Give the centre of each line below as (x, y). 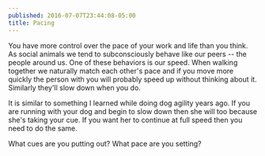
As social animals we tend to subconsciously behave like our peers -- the (128, 54)
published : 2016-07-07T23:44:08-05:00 (72, 15)
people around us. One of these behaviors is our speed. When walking (123, 62)
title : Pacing (32, 23)
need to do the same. (43, 128)
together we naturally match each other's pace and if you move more (121, 70)
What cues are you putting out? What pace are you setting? (105, 143)
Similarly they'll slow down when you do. (74, 87)
